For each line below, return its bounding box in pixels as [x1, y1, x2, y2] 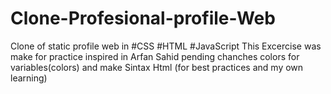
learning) [10, 72, 48, 84]
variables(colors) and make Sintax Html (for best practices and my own [10, 61, 304, 73]
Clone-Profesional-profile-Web [10, 7, 276, 30]
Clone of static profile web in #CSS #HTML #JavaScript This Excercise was [10, 40, 322, 52]
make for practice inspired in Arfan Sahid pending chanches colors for [10, 50, 300, 62]
